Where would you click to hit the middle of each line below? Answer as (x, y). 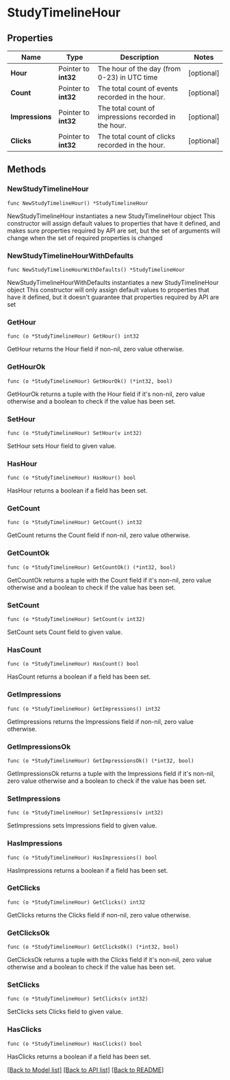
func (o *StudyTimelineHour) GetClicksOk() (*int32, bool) (93, 947)
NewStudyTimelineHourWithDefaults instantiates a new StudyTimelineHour (113, 282)
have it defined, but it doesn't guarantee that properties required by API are (113, 297)
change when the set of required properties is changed (85, 237)
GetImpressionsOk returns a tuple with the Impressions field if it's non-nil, (111, 773)
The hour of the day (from (139, 69)
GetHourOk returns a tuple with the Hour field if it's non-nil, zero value (106, 394)
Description (140, 57)
